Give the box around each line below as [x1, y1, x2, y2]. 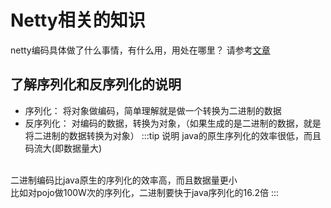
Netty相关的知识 [10, 9, 146, 32]
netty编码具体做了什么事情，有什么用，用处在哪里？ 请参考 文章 [10, 44, 271, 56]
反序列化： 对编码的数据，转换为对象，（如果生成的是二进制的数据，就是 [24, 117, 322, 129]
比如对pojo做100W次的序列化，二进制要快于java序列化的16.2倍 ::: [10, 186, 280, 198]
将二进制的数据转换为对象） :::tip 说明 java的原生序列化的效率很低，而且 [24, 129, 322, 141]
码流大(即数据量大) [24, 142, 103, 154]
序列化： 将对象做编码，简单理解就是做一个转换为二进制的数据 [24, 104, 282, 116]
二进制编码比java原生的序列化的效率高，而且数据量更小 [10, 174, 238, 186]
